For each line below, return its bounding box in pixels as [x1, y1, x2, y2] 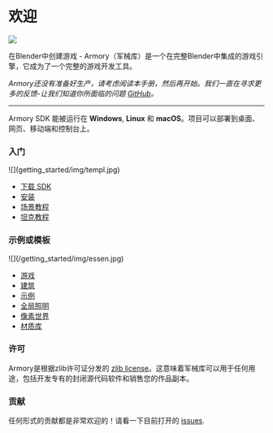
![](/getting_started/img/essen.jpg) [8, 253, 124, 263]
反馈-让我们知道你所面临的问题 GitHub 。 [22, 89, 158, 98]
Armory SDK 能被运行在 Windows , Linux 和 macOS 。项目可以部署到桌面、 [8, 113, 260, 123]
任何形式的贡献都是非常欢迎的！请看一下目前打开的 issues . [8, 416, 205, 426]
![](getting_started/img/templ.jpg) [8, 165, 120, 175]
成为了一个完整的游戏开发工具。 [29, 61, 136, 71]
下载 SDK [19, 182, 52, 192]
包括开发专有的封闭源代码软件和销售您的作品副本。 [22, 373, 193, 383]
